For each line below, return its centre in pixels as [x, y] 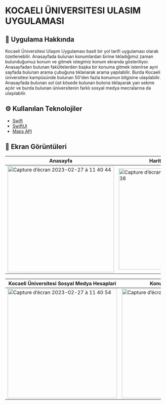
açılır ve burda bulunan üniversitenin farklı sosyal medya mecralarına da [78, 88]
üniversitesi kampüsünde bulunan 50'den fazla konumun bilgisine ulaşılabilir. [83, 77]
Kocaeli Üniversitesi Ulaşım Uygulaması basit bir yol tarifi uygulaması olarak [82, 51]
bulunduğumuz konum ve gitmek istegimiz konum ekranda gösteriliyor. [77, 62]
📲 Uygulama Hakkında [40, 39]
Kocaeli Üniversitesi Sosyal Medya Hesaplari [62, 283]
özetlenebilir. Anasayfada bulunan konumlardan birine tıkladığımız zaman [79, 56]
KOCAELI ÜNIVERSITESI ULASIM [73, 11]
